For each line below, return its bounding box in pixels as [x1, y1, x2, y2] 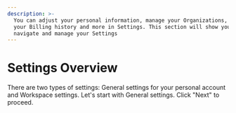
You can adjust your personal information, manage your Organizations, [13, 17, 228, 24]
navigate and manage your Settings [13, 29, 118, 37]
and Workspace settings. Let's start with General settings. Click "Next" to [7, 91, 220, 99]
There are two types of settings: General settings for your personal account [7, 84, 226, 92]
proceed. [7, 98, 34, 107]
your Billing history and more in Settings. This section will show [13, 23, 218, 30]
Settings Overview [7, 60, 118, 76]
